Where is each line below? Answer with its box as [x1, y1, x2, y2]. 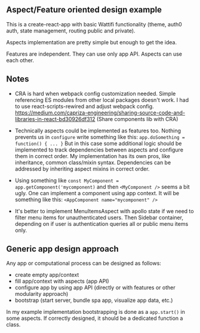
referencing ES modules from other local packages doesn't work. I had [14, 96, 189, 104]
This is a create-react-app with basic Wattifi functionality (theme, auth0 [6, 20, 182, 28]
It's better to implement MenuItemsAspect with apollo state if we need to [14, 207, 194, 214]
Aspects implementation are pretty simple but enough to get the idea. [6, 38, 177, 46]
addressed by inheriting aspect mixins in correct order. [14, 165, 150, 172]
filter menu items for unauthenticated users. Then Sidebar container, [14, 214, 184, 221]
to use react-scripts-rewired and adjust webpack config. [14, 102, 154, 110]
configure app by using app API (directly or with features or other [14, 284, 176, 291]
